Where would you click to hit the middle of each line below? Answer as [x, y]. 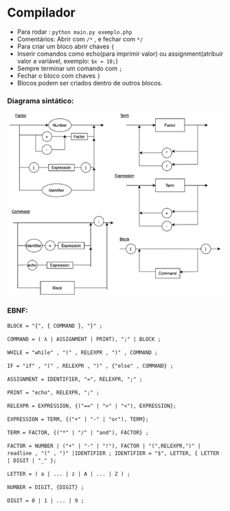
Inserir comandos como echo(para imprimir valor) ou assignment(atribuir [120, 54]
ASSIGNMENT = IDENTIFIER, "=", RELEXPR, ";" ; [75, 379]
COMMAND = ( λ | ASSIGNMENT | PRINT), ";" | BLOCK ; [84, 340]
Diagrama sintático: [41, 101]
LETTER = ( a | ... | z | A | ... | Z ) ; [69, 474]
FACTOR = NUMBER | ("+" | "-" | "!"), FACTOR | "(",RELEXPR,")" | [104, 446]
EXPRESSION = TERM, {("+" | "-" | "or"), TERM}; [78, 419]
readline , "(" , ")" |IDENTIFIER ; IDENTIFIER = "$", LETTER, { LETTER [113, 453]
